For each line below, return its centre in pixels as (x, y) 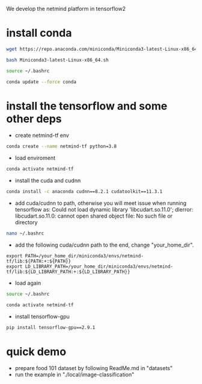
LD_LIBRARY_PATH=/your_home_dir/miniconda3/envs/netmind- (99, 266)
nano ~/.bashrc (25, 233)
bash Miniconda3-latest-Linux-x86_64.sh (58, 60)
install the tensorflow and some (87, 106)
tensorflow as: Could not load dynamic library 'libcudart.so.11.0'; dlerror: (104, 209)
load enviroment (35, 158)
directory (26, 222)
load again (28, 283)
